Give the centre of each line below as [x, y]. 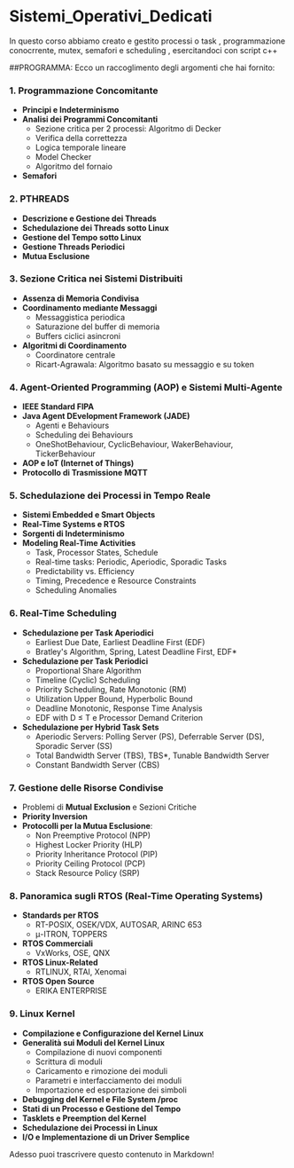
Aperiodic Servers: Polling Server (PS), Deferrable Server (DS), [150, 736]
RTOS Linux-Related [60, 963]
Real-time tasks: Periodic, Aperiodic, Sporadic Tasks [131, 562]
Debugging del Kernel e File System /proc [100, 1099]
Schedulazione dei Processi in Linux [90, 1127]
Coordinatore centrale [75, 355]
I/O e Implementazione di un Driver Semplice [106, 1137]
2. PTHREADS [39, 199]
